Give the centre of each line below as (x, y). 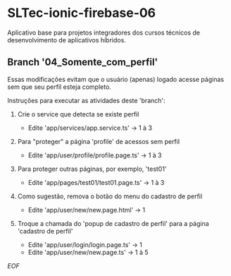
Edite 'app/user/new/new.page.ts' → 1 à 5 (88, 252)
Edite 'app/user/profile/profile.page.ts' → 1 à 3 (95, 155)
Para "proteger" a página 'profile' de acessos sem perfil (99, 141)
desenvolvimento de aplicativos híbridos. (67, 40)
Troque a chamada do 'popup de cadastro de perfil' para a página (113, 223)
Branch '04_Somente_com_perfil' (83, 62)
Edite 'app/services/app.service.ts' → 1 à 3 (90, 128)
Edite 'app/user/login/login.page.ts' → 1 (85, 244)
